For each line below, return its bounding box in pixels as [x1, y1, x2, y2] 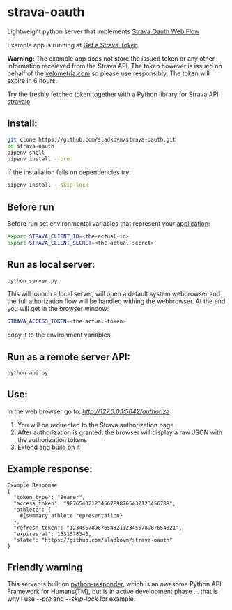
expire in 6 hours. [7, 76, 58, 84]
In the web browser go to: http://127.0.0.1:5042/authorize [7, 407, 170, 415]
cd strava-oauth [7, 142, 54, 150]
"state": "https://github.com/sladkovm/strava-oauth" [13, 536, 173, 544]
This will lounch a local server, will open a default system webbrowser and [7, 290, 221, 298]
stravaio [7, 97, 31, 105]
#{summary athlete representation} [20, 512, 123, 519]
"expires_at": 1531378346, [13, 531, 92, 537]
